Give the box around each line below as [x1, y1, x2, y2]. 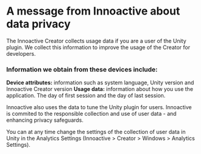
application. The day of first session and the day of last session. [6, 92, 166, 99]
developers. [6, 50, 36, 57]
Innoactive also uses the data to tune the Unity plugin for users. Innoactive [6, 104, 192, 111]
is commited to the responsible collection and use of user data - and [6, 110, 177, 118]
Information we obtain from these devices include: [6, 65, 158, 73]
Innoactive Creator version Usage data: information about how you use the [6, 85, 194, 93]
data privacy [6, 17, 71, 31]
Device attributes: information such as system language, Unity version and [6, 79, 194, 86]
